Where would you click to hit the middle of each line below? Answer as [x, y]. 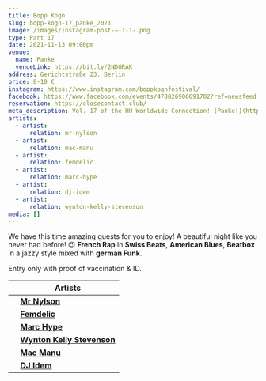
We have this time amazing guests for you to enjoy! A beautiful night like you [133, 236]
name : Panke [35, 60]
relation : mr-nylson [63, 133]
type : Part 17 [32, 38]
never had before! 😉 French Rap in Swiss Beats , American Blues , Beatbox [132, 245]
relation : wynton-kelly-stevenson [86, 206]
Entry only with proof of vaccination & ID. [75, 269]
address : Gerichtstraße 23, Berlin [67, 74]
